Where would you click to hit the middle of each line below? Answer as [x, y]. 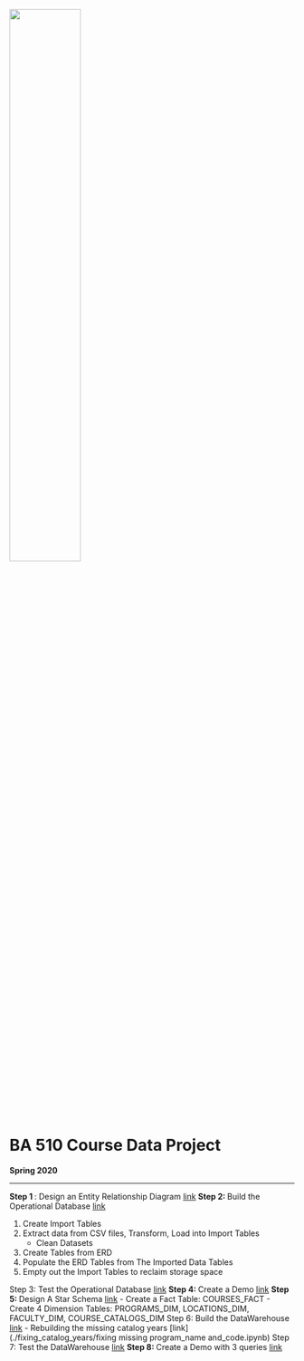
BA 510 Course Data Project [115, 1145]
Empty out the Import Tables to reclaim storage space [123, 1271]
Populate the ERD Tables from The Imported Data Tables [128, 1262]
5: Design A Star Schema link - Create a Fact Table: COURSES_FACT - [140, 1298]
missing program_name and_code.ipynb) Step [204, 1337]
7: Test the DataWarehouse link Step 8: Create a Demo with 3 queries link [146, 1347]
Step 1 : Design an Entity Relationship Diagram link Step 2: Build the [135, 1196]
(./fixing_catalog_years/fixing [63, 1337]
